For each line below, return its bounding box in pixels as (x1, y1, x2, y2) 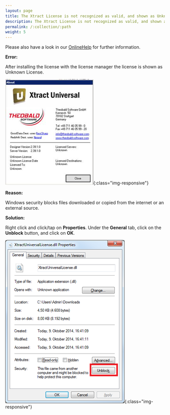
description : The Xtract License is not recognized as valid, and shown (5, 19, 162, 24)
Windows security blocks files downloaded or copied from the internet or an (5, 200, 164, 206)
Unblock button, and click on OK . (5, 230, 75, 236)
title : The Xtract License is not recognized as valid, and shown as (5, 13, 155, 19)
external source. (5, 205, 39, 211)
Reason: (5, 190, 23, 196)
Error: (5, 54, 18, 60)
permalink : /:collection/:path (5, 24, 71, 29)
